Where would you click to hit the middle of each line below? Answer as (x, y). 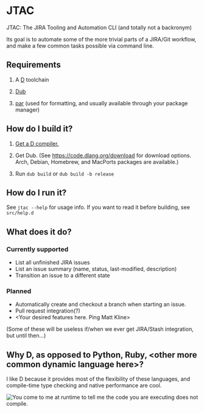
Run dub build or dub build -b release (65, 174)
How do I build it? (40, 129)
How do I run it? (37, 192)
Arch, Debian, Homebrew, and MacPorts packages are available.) (97, 161)
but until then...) (26, 336)
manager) (27, 110)
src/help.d (20, 213)
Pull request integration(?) (47, 311)
